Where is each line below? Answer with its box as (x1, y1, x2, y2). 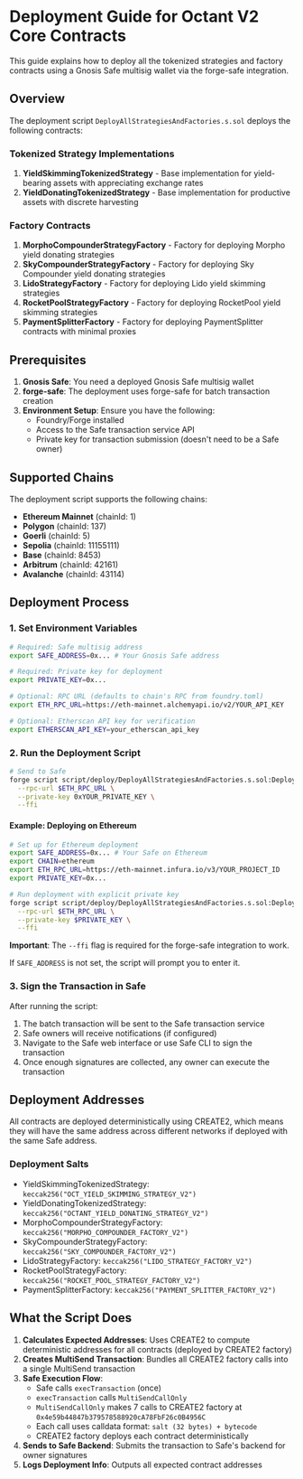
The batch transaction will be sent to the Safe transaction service (22, 1018, 265, 1029)
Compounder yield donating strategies (22, 268, 166, 279)
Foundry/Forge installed (35, 415, 124, 426)
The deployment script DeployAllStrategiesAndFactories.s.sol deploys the (9, 115, 291, 126)
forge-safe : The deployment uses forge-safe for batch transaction (22, 386, 271, 397)
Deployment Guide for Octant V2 (9, 6, 260, 27)
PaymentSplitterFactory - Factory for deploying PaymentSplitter (22, 316, 264, 327)
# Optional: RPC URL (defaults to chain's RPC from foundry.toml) (9, 692, 264, 701)
